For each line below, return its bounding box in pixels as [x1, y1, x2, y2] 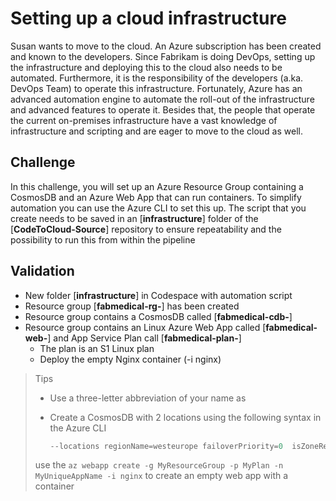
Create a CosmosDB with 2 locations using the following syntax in [49, 411, 322, 423]
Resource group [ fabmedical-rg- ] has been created [24, 300, 240, 312]
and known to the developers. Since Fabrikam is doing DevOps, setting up [10, 50, 316, 62]
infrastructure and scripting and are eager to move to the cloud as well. [10, 125, 303, 137]
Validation [10, 263, 75, 280]
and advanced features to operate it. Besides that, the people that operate [10, 103, 316, 116]
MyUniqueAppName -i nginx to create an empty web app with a [34, 470, 289, 482]
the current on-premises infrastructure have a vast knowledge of [10, 114, 278, 126]
